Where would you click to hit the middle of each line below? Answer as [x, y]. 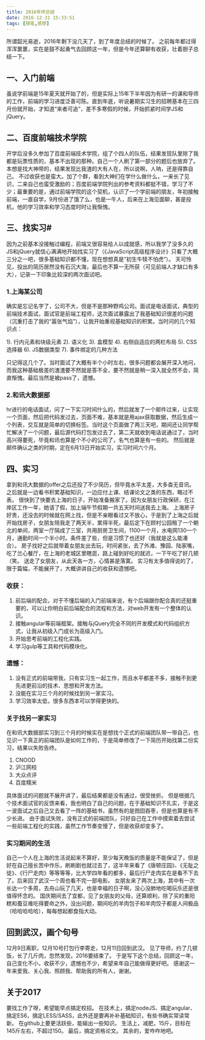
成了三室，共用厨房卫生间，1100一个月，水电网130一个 [128, 530]
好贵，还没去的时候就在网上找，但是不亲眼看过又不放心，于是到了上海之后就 [103, 515]
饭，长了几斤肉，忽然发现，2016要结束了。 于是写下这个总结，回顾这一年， [101, 956]
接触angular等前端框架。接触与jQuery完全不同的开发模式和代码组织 [100, 623]
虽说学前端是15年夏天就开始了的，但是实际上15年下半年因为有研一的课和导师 [103, 94]
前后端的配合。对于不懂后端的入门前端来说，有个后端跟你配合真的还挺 [103, 600]
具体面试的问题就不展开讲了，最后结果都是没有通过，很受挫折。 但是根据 [98, 796]
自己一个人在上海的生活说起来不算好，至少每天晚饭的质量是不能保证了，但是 [103, 858]
